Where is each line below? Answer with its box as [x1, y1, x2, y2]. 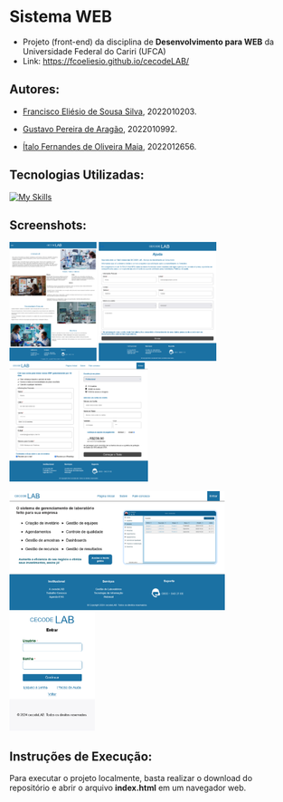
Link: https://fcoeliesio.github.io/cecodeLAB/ [22, 55, 190, 66]
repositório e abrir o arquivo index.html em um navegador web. [9, 782, 247, 794]
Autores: [9, 82, 61, 97]
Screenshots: [9, 217, 88, 233]
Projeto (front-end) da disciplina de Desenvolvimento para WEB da [22, 36, 274, 47]
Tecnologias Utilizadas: [9, 168, 145, 183]
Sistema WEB [9, 6, 113, 27]
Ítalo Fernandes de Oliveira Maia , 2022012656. [22, 140, 197, 151]
